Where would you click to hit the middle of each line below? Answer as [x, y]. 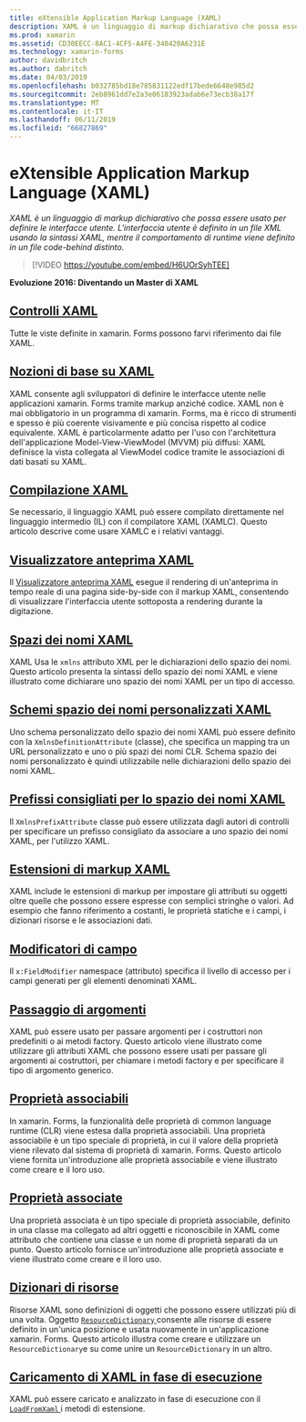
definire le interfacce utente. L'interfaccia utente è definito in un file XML [146, 227]
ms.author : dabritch [49, 69]
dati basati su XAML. [48, 461]
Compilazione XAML [69, 490]
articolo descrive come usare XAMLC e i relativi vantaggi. [117, 531]
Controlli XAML [54, 311]
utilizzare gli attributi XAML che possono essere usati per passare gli [138, 1051]
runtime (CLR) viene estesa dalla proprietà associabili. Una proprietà [138, 1130]
